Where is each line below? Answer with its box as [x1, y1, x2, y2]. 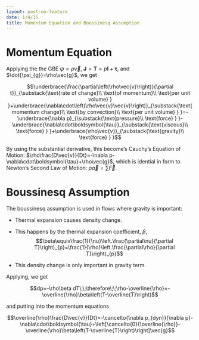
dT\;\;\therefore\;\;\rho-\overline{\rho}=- [72, 285, 170, 292]
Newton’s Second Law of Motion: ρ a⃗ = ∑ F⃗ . [6, 165, 117, 172]
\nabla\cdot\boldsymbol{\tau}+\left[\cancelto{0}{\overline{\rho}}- [20, 320, 181, 328]
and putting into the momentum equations [6, 302, 109, 310]
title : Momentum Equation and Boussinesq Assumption [6, 20, 140, 26]
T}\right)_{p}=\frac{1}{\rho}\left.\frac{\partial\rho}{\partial [34, 244, 175, 251]
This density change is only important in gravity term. [14, 262, 146, 269]
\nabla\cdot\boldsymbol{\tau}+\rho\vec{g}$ [6, 158, 113, 165]
